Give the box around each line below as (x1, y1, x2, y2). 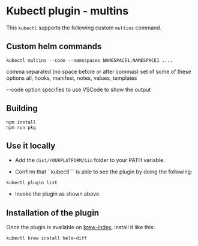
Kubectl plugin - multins (6, 4, 129, 18)
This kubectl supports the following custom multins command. (6, 24, 162, 31)
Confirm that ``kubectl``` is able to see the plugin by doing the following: (14, 168, 193, 175)
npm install (6, 119, 36, 125)
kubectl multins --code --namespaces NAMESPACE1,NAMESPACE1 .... (6, 57, 173, 64)
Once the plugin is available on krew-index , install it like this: (6, 224, 155, 231)
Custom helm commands (6, 41, 102, 52)
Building (6, 103, 38, 113)
